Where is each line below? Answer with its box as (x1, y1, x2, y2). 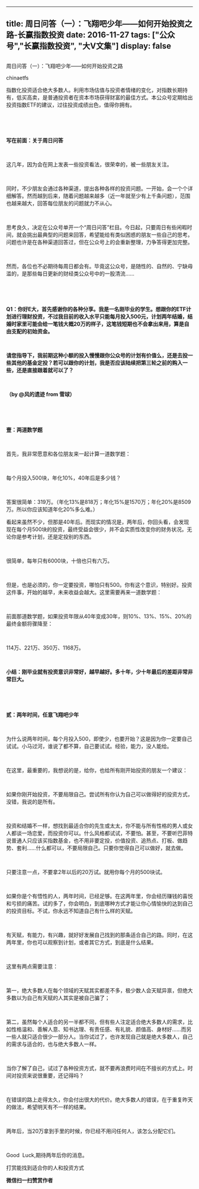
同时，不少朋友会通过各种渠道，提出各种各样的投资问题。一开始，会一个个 (6, 185, 188, 192)
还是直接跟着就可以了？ (16, 367, 74, 374)
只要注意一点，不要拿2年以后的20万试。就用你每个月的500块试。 (6, 868, 166, 875)
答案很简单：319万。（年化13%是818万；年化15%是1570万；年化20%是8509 (6, 498, 191, 505)
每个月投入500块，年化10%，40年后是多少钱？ (6, 474, 121, 481)
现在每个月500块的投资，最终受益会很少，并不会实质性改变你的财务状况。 (6, 525, 187, 533)
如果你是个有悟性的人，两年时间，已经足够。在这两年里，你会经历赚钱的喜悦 (6, 892, 193, 899)
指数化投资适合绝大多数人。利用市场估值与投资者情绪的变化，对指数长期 (6, 86, 182, 94)
